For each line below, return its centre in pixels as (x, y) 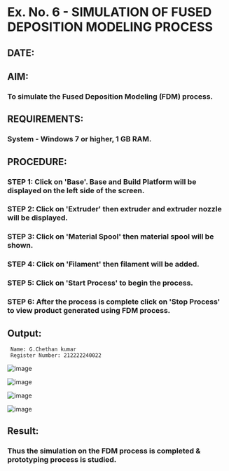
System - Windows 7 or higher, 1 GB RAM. (79, 139)
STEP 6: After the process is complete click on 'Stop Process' (114, 302)
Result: (23, 431)
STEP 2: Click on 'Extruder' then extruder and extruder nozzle (114, 209)
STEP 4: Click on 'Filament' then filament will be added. (103, 265)
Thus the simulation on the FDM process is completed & (104, 451)
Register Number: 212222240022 (56, 355)
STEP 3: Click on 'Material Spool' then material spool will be (111, 237)
